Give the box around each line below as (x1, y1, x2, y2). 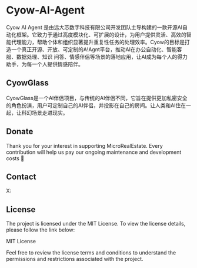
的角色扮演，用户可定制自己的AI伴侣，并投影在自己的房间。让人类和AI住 (6, 101, 181, 109)
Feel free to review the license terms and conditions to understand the (6, 249, 176, 256)
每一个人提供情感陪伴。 (26, 60, 84, 68)
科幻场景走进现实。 (21, 109, 68, 116)
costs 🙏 (6, 154, 25, 162)
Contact (6, 171, 36, 181)
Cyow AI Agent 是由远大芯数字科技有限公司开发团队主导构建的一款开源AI (6, 24, 183, 31)
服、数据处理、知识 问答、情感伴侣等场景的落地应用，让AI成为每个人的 (6, 53, 178, 60)
